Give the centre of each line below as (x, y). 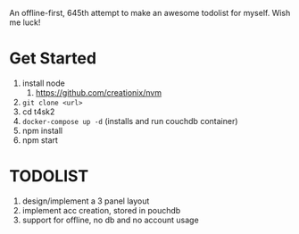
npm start (40, 140)
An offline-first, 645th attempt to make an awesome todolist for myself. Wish (150, 13)
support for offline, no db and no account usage (110, 220)
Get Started (53, 58)
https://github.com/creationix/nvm (99, 92)
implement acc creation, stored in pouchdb (101, 210)
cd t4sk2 (38, 112)
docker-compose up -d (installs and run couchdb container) (130, 121)
